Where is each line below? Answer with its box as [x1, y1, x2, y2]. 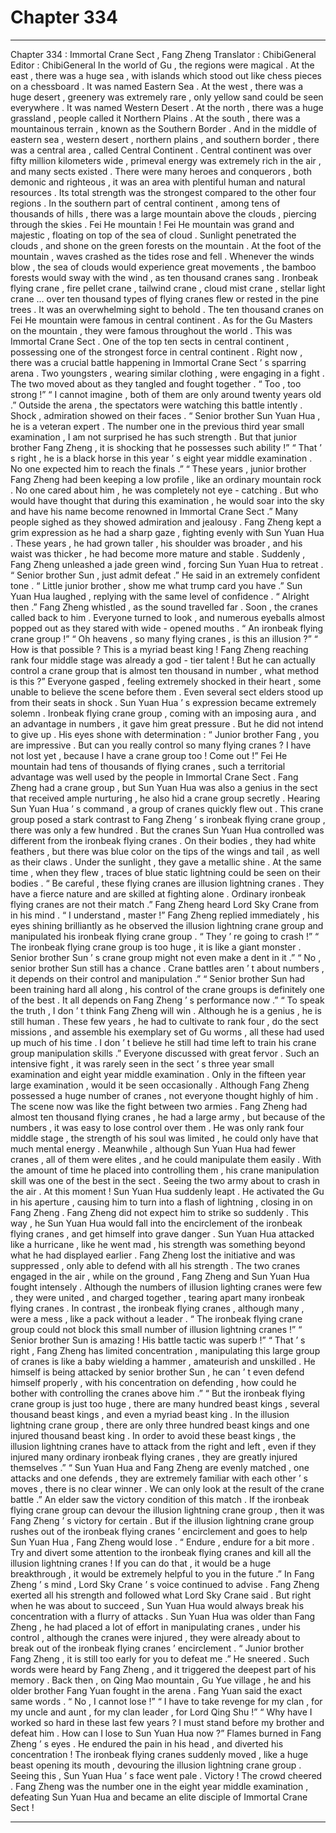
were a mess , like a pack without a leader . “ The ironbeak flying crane [10, 1312, 303, 1325]
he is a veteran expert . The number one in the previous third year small [10, 420, 305, 432]
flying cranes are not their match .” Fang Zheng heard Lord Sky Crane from [10, 898, 320, 910]
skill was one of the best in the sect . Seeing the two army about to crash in [10, 1174, 321, 1186]
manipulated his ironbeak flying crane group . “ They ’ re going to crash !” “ [10, 930, 320, 942]
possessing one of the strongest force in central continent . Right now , [10, 346, 303, 358]
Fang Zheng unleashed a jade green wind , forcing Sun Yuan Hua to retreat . [10, 558, 324, 570]
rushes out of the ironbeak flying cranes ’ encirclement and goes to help [10, 1525, 308, 1537]
